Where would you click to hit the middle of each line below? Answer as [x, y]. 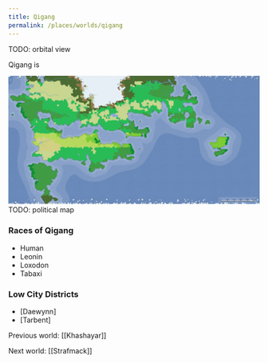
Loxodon [34, 265]
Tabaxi [31, 273]
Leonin [31, 256]
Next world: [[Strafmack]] [50, 351]
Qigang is [24, 65]
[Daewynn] [38, 312]
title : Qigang [32, 17]
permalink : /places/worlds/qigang [66, 25]
